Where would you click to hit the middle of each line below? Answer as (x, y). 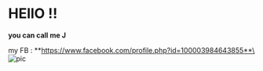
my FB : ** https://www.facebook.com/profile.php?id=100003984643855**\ (131, 50)
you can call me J (37, 35)
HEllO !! (33, 14)
